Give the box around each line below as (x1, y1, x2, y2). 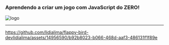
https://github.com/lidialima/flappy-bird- (5, 29, 89, 36)
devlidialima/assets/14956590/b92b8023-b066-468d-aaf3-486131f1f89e (5, 35, 157, 41)
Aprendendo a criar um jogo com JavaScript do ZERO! (5, 4, 140, 11)
